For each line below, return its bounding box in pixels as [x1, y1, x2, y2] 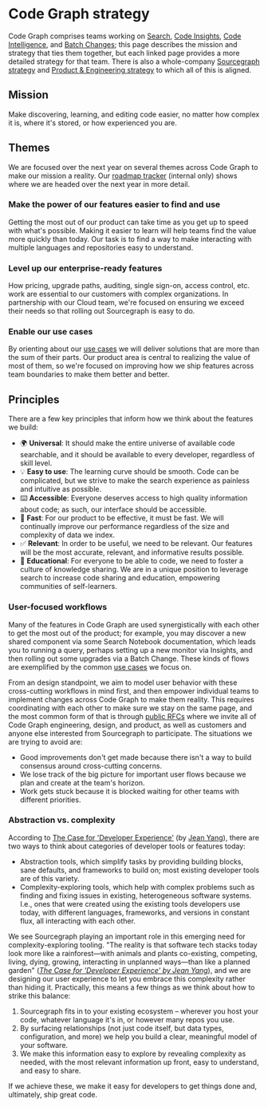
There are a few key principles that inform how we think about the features [8, 414, 254, 424]
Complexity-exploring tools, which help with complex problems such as [19, 882, 255, 892]
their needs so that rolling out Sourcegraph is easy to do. [8, 306, 195, 316]
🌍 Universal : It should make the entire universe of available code [19, 438, 235, 448]
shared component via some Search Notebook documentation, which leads [8, 636, 257, 646]
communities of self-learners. [19, 582, 117, 591]
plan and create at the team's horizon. [19, 777, 145, 787]
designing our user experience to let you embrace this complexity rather [8, 974, 246, 983]
